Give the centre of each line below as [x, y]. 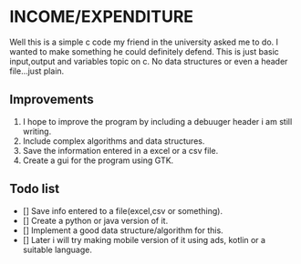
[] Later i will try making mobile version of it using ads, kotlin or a [144, 239]
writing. [37, 131]
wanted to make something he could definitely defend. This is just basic [145, 51]
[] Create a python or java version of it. [95, 220]
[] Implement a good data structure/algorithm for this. [123, 230]
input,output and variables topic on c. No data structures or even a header [149, 61]
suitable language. [57, 249]
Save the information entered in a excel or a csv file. [120, 150]
